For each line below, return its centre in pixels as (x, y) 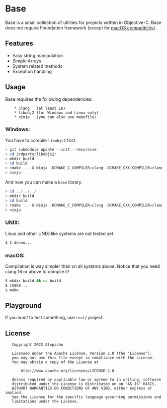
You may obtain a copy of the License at (55, 362)
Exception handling (32, 71)
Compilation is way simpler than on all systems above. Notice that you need (83, 266)
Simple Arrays (27, 61)
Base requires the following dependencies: (49, 99)
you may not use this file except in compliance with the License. (83, 358)
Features (19, 44)
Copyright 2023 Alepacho (38, 345)
